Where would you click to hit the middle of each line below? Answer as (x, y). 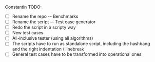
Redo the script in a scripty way (44, 27)
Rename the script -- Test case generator (54, 22)
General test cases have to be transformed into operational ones (77, 54)
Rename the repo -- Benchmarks (45, 16)
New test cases (28, 33)
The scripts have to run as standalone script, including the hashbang (81, 44)
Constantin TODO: (23, 7)
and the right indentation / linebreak (48, 49)
